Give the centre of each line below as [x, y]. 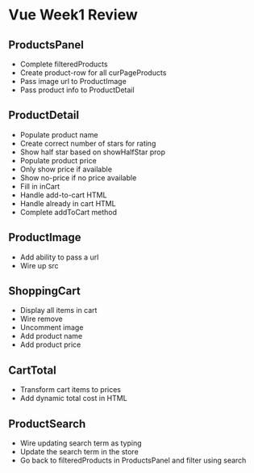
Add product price [50, 344]
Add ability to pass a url [59, 257]
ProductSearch [47, 423]
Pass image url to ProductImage [73, 81]
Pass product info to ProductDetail [77, 90]
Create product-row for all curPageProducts [93, 73]
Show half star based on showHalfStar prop [92, 152]
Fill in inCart [40, 186]
